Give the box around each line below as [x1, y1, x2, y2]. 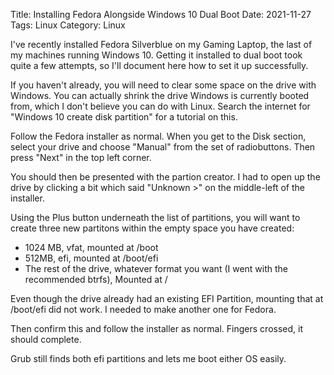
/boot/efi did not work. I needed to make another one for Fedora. [10, 304, 277, 315]
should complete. [10, 334, 82, 345]
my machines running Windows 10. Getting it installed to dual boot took [10, 49, 303, 61]
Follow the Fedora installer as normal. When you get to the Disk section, [10, 130, 307, 142]
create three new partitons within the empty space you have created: [10, 222, 295, 234]
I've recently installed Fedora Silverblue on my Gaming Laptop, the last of [10, 39, 313, 50]
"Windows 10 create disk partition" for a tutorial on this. [10, 111, 238, 123]
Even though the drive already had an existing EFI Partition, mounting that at [10, 293, 324, 304]
